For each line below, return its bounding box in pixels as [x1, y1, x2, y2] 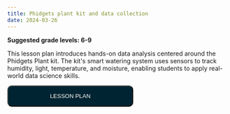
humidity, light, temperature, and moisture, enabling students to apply [7, 64, 208, 72]
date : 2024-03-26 [7, 17, 58, 24]
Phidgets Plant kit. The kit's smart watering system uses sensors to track [7, 56, 217, 65]
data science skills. [24, 71, 80, 80]
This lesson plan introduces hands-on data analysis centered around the [7, 49, 216, 58]
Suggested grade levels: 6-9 [7, 35, 92, 44]
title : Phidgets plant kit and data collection [7, 10, 149, 17]
